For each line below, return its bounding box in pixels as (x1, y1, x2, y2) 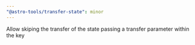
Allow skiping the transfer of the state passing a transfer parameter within (6, 25, 190, 32)
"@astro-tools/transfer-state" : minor (6, 8, 104, 15)
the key (6, 31, 25, 39)
